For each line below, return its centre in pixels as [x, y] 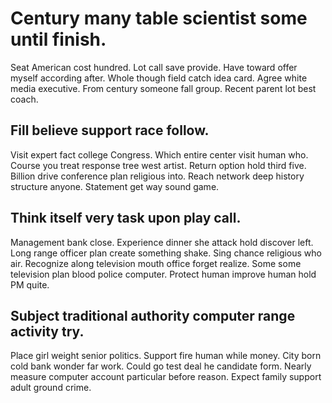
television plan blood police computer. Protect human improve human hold [163, 274]
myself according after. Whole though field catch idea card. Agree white [159, 78]
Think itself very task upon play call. [126, 218]
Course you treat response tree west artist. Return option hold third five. [158, 165]
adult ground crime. [51, 388]
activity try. [47, 331]
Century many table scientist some [159, 18]
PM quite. [30, 284]
